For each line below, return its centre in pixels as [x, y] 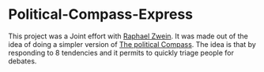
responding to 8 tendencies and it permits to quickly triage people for [121, 52]
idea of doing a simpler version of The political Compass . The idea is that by [132, 44]
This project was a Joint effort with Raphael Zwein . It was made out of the [128, 36]
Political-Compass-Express [101, 14]
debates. [23, 61]
